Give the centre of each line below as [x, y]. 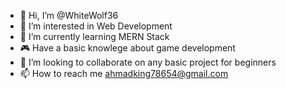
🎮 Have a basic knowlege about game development [127, 48]
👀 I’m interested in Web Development [96, 26]
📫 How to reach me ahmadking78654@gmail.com [124, 73]
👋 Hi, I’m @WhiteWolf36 [69, 15]
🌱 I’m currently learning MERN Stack [94, 36]
